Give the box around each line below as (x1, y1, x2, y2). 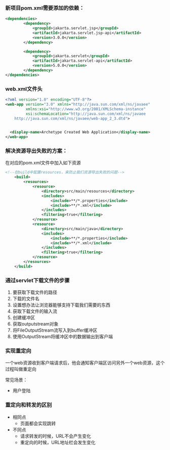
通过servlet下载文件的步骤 (5, 277, 70, 284)
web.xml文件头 (5, 85, 43, 92)
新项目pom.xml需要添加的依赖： (5, 4, 84, 11)
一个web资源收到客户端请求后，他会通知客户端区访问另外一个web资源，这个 (5, 360, 165, 366)
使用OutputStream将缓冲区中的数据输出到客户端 (12, 334, 113, 340)
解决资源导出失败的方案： (5, 148, 68, 155)
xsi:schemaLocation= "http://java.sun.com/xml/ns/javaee (25, 111, 146, 116)
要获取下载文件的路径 (12, 289, 57, 295)
